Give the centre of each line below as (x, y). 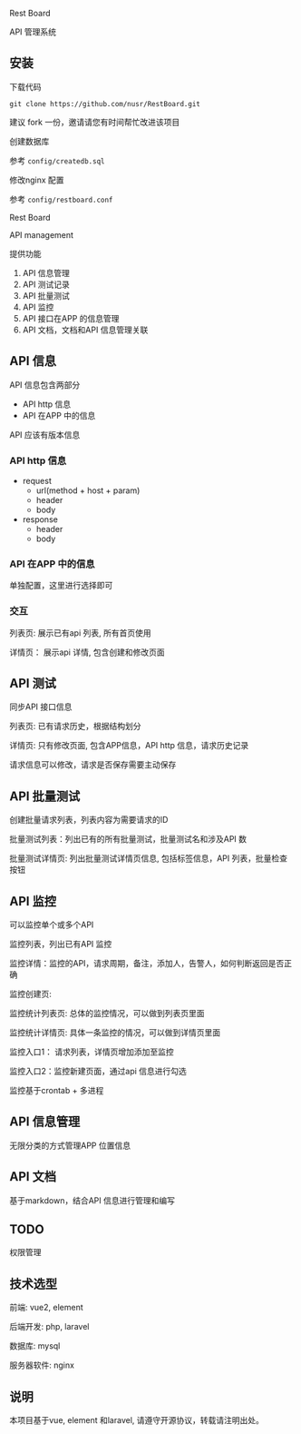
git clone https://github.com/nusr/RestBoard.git (105, 104)
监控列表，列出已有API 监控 (61, 944)
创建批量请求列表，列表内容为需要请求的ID (89, 820)
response (40, 519)
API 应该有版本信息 (45, 434)
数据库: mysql (35, 1346)
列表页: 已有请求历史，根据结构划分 (75, 727)
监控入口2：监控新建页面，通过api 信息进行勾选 (98, 1071)
